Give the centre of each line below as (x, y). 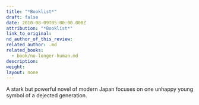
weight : (16, 67)
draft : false (22, 17)
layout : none (22, 72)
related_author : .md (32, 45)
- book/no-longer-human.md (45, 56)
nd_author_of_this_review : (40, 39)
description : (22, 61)
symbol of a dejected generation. (47, 96)
